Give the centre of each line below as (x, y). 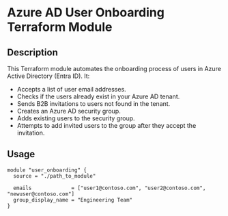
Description (32, 52)
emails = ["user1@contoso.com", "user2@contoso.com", (110, 188)
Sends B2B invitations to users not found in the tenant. (94, 104)
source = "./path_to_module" (55, 176)
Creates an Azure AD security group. (69, 111)
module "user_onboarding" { (47, 170)
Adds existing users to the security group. (76, 118)
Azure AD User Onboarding (86, 13)
